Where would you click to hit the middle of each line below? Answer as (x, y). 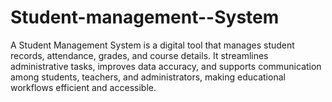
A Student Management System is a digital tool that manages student (152, 45)
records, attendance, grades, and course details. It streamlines (139, 55)
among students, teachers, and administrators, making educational (148, 77)
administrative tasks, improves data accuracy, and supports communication (166, 66)
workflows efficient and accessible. (83, 87)
